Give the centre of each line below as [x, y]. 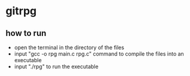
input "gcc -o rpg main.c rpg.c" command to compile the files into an [99, 54]
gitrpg [21, 11]
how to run [26, 33]
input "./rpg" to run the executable [56, 66]
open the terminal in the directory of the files [69, 47]
